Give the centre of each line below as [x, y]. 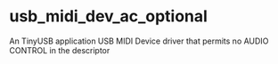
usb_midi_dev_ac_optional [108, 16]
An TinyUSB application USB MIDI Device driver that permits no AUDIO [139, 41]
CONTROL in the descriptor [60, 50]
